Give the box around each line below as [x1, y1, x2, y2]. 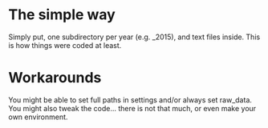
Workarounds [8, 69, 102, 87]
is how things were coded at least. [8, 40, 122, 50]
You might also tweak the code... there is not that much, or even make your [8, 103, 257, 113]
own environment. [8, 112, 68, 122]
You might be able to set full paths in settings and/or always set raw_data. [8, 94, 253, 105]
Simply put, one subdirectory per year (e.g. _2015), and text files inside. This [8, 32, 261, 42]
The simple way [8, 6, 116, 24]
